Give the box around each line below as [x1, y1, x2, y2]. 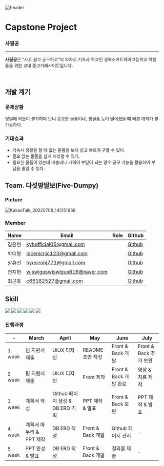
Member [5, 220, 26, 227]
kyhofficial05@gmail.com [26, 241, 85, 248]
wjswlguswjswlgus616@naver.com [26, 269, 108, 275]
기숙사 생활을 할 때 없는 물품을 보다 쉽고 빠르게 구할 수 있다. [12, 147, 125, 153]
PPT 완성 [25, 445, 45, 452]
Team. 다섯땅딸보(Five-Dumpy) [5, 181, 99, 190]
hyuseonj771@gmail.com [26, 259, 85, 266]
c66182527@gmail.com [26, 277, 83, 284]
